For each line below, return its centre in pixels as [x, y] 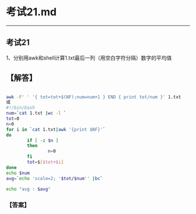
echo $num [18, 173]
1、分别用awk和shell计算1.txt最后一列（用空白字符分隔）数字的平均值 [89, 58]
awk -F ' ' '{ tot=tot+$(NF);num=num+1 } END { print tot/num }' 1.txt [94, 97]
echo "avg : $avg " [28, 189]
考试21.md [32, 12]
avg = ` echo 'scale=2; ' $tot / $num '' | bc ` [55, 178]
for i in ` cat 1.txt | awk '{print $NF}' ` [56, 129]
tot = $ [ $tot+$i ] [45, 162]
